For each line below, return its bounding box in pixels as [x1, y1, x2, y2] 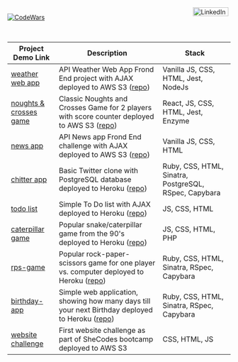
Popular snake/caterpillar [59, 220, 143, 229]
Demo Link [13, 53, 50, 62]
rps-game [11, 263, 46, 272]
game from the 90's [59, 229, 125, 238]
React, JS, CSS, [162, 99, 215, 108]
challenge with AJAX [59, 141, 128, 150]
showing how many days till [59, 296, 151, 306]
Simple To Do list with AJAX [59, 199, 151, 209]
